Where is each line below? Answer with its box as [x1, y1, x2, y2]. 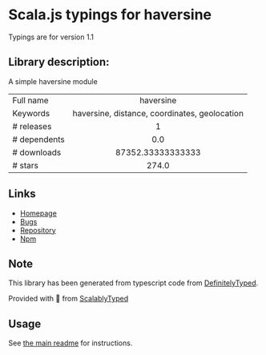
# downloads [12, 147, 62, 158]
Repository [19, 225, 56, 235]
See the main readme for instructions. [8, 338, 133, 348]
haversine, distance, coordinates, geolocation [72, 107, 244, 119]
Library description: [8, 55, 110, 69]
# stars [12, 159, 38, 171]
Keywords [12, 107, 50, 119]
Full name [12, 95, 50, 106]
